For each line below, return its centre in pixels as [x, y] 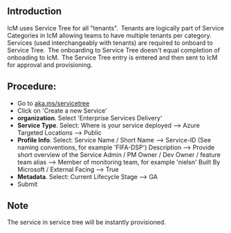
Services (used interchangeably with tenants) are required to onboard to [110, 43]
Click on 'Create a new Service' [62, 111]
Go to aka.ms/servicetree [53, 103]
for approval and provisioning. [50, 64]
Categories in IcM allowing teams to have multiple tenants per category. [110, 35]
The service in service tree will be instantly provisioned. [86, 222]
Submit [27, 184]
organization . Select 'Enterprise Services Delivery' [90, 118]
